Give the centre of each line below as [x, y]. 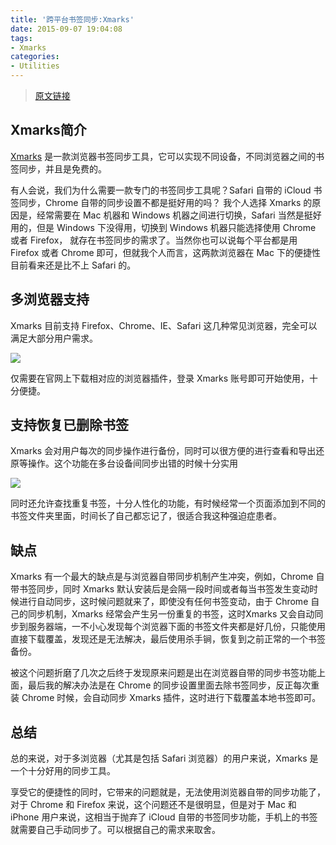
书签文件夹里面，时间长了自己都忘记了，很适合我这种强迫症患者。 [146, 516]
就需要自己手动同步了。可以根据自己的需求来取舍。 [115, 830]
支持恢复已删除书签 [69, 425]
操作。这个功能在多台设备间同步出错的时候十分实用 [132, 463]
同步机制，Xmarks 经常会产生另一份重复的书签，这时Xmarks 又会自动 [171, 614]
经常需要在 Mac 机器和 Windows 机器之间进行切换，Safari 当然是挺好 [179, 215]
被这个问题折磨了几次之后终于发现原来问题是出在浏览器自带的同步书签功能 [163, 673]
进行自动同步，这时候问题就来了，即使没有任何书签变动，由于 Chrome [163, 602]
